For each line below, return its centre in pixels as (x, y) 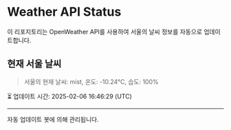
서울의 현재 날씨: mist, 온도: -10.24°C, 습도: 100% (91, 81)
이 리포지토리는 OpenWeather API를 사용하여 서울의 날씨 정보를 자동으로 (105, 31)
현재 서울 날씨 (34, 64)
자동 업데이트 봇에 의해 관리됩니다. (53, 119)
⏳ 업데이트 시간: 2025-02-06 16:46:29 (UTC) (70, 96)
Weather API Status (64, 12)
